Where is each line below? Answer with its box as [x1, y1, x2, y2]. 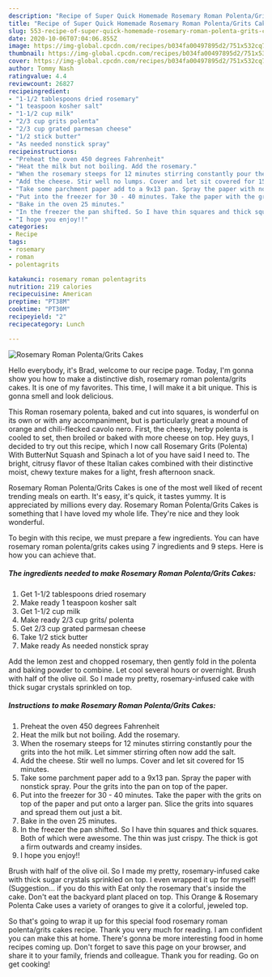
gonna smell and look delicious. [8, 390, 114, 401]
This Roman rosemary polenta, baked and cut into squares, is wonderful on [8, 407, 259, 416]
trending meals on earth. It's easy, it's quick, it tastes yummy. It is [8, 491, 227, 501]
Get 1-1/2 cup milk [19, 606, 81, 616]
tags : [8, 238, 27, 246]
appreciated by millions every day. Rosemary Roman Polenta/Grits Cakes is [8, 500, 259, 510]
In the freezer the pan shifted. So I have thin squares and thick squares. [19, 824, 259, 834]
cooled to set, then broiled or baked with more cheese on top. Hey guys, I [8, 433, 254, 442]
